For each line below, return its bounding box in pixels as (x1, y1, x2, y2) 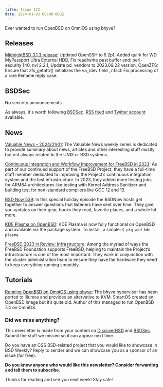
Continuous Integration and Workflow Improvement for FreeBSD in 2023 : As (5, 161, 157, 167)
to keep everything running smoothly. (5, 261, 80, 268)
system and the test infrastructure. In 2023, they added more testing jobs (5, 176, 152, 183)
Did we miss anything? (5, 316, 60, 323)
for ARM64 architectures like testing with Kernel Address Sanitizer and (5, 182, 146, 187)
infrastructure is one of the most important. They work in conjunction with (5, 251, 153, 257)
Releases (5, 39, 34, 47)
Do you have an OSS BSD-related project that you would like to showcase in (5, 342, 157, 348)
